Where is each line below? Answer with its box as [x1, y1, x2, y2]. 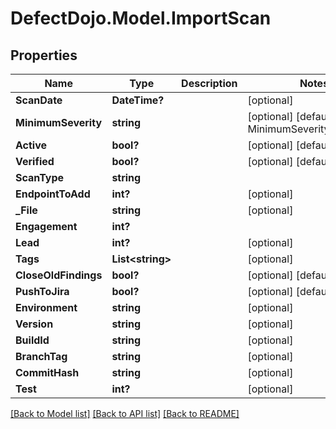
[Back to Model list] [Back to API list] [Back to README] [10, 408, 240, 419]
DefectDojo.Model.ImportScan [10, 7, 272, 30]
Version [15, 317, 54, 331]
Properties [10, 47, 78, 64]
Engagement [15, 220, 78, 233]
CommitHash [15, 366, 80, 379]
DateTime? [111, 93, 165, 107]
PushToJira [15, 285, 70, 298]
